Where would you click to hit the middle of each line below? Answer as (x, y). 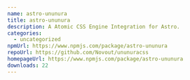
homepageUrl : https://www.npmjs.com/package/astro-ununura (95, 59)
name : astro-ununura (38, 14)
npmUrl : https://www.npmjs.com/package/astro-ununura (88, 46)
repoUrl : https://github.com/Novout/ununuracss (78, 53)
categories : (25, 33)
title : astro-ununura (39, 20)
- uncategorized (37, 40)
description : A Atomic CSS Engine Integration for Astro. (94, 26)
